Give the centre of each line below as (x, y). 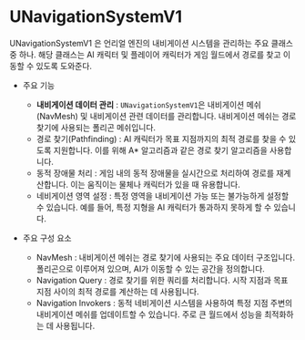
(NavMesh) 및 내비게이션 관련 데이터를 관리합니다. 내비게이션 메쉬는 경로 (166, 116)
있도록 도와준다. (64, 66)
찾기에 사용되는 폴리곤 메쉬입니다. (96, 127)
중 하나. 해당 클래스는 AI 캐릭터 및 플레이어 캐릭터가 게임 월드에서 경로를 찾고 (145, 54)
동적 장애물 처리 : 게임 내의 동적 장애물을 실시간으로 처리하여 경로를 (155, 173)
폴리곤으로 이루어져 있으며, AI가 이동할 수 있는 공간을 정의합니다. (151, 268)
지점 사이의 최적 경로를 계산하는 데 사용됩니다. (117, 291)
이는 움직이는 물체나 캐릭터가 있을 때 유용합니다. (156, 184)
